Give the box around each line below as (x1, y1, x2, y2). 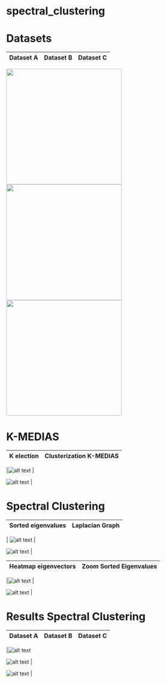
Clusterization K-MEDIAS (44, 452, 119, 460)
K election (9, 452, 39, 460)
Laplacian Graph (71, 521, 120, 529)
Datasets (6, 32, 52, 46)
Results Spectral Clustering (6, 610, 146, 624)
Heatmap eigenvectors (9, 562, 76, 570)
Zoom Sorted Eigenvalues (82, 562, 158, 570)
